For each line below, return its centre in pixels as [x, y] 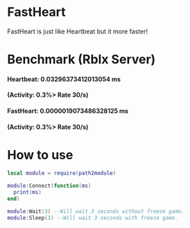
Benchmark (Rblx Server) [81, 59]
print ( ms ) [27, 193]
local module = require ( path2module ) [62, 173]
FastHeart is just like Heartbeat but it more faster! [77, 31]
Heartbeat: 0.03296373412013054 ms [64, 79]
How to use [40, 155]
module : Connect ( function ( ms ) [49, 186]
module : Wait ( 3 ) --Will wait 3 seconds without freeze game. [96, 211]
